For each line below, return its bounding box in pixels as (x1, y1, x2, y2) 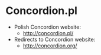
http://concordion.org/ (22, 42, 77, 49)
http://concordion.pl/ (22, 29, 74, 36)
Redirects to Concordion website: (14, 36, 96, 43)
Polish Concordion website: (14, 23, 81, 30)
